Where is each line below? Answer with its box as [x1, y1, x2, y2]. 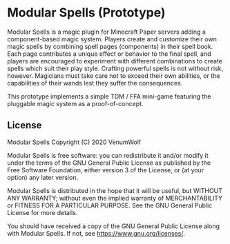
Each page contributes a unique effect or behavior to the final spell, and [7, 50, 211, 58]
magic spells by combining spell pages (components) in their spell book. [7, 42, 213, 50]
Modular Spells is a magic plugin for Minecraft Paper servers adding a [7, 28, 206, 36]
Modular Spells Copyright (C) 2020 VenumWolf [7, 138, 142, 146]
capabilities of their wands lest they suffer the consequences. [7, 79, 183, 87]
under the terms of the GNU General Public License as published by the [7, 159, 211, 167]
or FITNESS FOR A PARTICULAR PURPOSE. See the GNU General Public [7, 201, 213, 210]
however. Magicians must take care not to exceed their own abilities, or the [7, 71, 220, 80]
